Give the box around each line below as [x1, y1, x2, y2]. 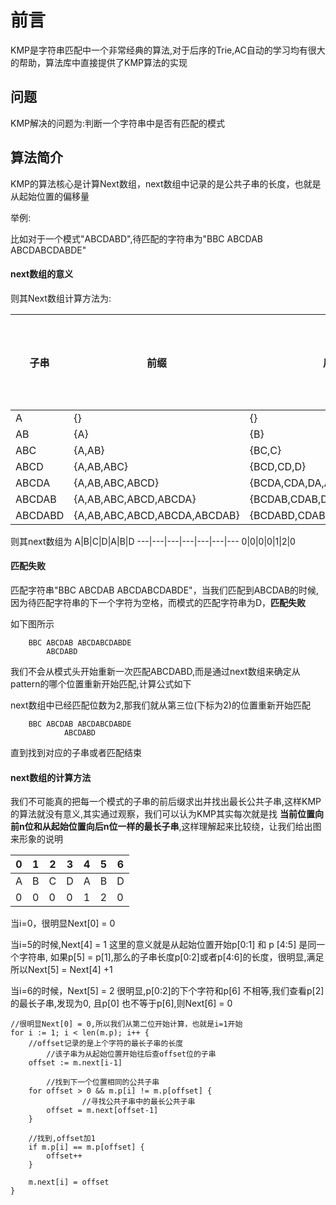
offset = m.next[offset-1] [46, 1106, 159, 1116]
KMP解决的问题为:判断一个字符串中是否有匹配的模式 [10, 117, 226, 129]
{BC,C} [249, 443, 282, 457]
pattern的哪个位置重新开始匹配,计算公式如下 [10, 677, 192, 690]
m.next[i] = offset [28, 1177, 110, 1188]
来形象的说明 [10, 833, 63, 845]
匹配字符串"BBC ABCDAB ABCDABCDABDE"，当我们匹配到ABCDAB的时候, [10, 584, 320, 596]
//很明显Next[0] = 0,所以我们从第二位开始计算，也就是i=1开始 [10, 1019, 243, 1030]
